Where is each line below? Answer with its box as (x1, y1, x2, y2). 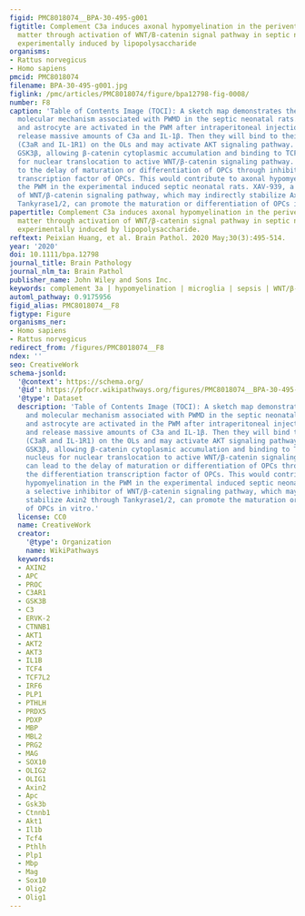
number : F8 (9, 97, 51, 107)
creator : (17, 529, 51, 539)
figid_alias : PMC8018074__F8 (9, 301, 120, 310)
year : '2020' (9, 242, 59, 251)
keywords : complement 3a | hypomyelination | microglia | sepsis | (9, 284, 271, 293)
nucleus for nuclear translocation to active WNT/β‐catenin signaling (25, 453, 299, 462)
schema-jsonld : (9, 368, 67, 377)
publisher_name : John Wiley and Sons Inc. (9, 276, 172, 285)
